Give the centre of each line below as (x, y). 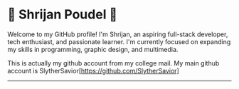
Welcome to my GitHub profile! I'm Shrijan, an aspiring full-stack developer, (118, 34)
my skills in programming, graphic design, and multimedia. (93, 49)
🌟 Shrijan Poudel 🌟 (63, 15)
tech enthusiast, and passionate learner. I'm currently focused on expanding (119, 41)
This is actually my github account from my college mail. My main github (113, 63)
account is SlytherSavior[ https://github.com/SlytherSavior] (93, 70)
